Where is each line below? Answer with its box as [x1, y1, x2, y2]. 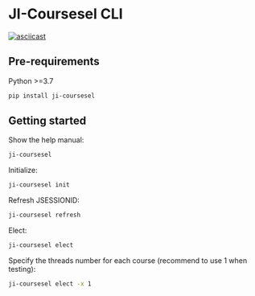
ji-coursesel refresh [8, 211, 81, 220]
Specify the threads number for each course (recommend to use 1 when [8, 255, 248, 265]
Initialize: [8, 166, 38, 175]
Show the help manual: [8, 135, 84, 145]
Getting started [8, 114, 87, 128]
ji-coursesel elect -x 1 [8, 279, 92, 288]
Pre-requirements [8, 55, 101, 68]
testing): [8, 264, 36, 273]
